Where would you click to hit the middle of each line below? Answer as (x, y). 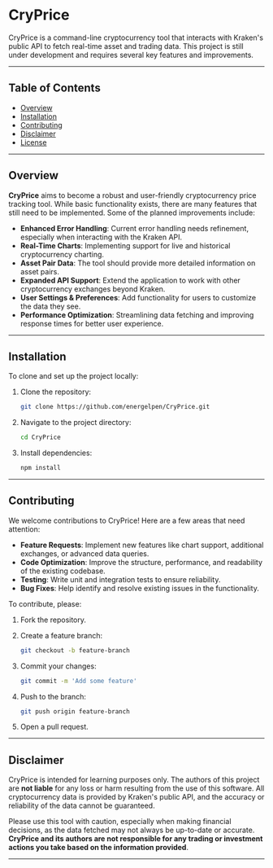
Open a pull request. (54, 727)
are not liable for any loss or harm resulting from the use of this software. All (136, 788)
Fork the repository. (53, 620)
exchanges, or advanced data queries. (84, 553)
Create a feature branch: (61, 635)
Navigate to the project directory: (76, 423)
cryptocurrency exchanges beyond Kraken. (93, 289)
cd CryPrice (40, 437)
